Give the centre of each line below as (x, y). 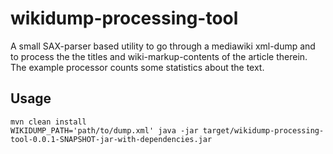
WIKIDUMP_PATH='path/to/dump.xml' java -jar (104, 130)
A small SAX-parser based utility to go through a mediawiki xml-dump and (163, 46)
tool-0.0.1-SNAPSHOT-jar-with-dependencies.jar (111, 139)
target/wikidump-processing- (263, 130)
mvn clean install (48, 122)
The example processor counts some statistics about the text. (137, 67)
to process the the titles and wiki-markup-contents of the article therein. (159, 56)
